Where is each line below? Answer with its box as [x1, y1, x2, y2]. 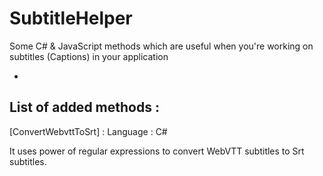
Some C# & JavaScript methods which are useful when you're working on [9, 40, 314, 52]
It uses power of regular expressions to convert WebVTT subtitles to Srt [9, 145, 305, 157]
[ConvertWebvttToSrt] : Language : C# [9, 125, 168, 137]
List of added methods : [9, 99, 160, 116]
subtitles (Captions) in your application [9, 50, 169, 62]
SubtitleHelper [9, 7, 133, 30]
